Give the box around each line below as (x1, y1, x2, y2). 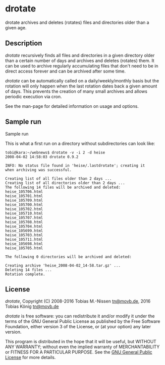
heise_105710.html (5, 211, 43, 216)
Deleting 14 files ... (5, 267, 52, 272)
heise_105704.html (5, 224, 43, 229)
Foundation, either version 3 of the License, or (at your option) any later (5, 324, 151, 330)
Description (5, 39, 42, 48)
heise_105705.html (5, 245, 43, 251)
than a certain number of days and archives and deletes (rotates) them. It (5, 58, 155, 64)
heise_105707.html (5, 215, 43, 220)
